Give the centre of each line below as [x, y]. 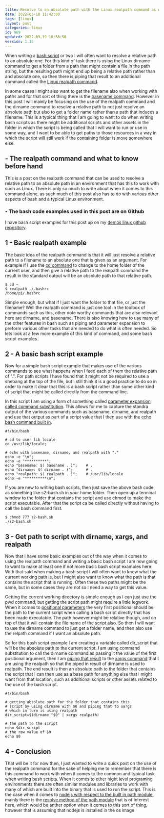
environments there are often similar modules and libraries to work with [77, 784]
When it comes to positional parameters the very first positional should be [79, 607]
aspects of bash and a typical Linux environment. [54, 199]
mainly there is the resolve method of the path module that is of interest [77, 800]
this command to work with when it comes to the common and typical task [80, 774]
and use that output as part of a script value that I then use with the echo [78, 417]
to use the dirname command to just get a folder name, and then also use [79, 628]
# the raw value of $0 [28, 732]
